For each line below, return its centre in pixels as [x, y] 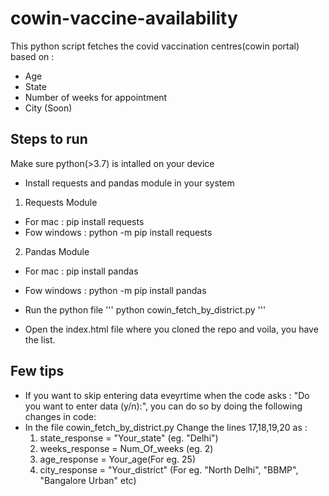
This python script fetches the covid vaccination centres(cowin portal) [155, 46]
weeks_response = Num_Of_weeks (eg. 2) [126, 448]
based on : [32, 56]
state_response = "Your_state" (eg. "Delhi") [129, 438]
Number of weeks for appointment [96, 97]
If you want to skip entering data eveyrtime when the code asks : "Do [167, 395]
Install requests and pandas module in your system [129, 183]
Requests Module [61, 202]
